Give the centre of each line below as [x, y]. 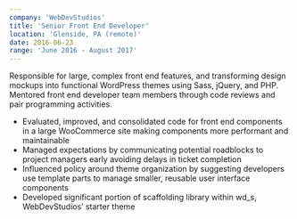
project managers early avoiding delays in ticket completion [132, 159]
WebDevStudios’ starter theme [78, 207]
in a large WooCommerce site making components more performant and [155, 131]
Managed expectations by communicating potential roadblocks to [143, 150]
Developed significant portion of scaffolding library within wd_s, [139, 198]
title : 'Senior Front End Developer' [79, 26]
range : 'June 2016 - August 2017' [74, 51]
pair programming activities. [61, 104]
